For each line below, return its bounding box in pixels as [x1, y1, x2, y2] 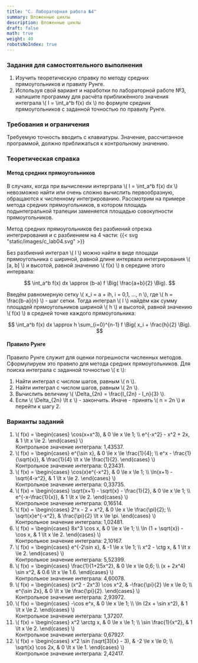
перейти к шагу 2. [15, 403, 61, 410]
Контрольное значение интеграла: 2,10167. [15, 537, 123, 545]
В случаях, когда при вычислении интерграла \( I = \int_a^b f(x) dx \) [6, 182, 178, 189]
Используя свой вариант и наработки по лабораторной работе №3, [15, 87, 186, 94]
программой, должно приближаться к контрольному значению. [6, 140, 169, 147]
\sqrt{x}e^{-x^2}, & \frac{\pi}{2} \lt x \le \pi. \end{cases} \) [15, 512, 156, 519]
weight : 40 [6, 36, 34, 42]
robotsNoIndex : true [6, 42, 58, 48]
